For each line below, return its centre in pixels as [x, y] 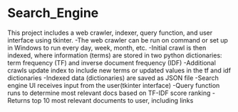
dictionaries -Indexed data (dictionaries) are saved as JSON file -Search [113, 78]
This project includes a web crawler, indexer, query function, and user [110, 33]
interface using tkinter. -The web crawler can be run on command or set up [118, 40]
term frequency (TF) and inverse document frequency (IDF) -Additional [112, 62]
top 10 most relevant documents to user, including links [113, 100]
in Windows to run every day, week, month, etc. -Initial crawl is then [107, 47]
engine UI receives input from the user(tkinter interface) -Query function [114, 85]
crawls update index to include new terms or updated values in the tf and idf [119, 70]
